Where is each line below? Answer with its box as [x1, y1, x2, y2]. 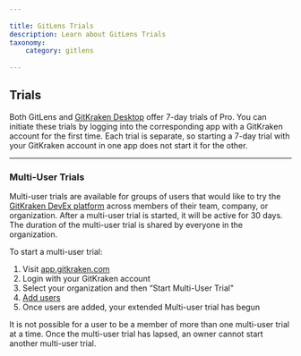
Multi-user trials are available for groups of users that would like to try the [9, 191, 281, 202]
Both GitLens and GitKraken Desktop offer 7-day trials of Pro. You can [9, 111, 267, 122]
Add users [21, 292, 61, 303]
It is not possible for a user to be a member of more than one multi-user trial [9, 319, 289, 330]
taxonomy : [9, 38, 47, 47]
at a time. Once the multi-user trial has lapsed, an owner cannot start [9, 328, 263, 340]
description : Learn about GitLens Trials [9, 30, 167, 38]
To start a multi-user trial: [9, 247, 103, 258]
